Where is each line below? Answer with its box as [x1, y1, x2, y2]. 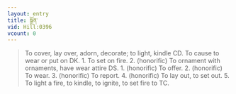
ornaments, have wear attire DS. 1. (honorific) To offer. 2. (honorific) [24, 64, 223, 72]
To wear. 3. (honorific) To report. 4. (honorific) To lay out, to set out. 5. [24, 72, 230, 80]
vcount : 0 [7, 29, 37, 37]
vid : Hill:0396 [7, 23, 52, 30]
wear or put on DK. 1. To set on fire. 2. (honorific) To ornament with [24, 57, 221, 65]
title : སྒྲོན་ [7, 17, 38, 24]
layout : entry [7, 10, 50, 18]
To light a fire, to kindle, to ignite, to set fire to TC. [24, 79, 170, 88]
